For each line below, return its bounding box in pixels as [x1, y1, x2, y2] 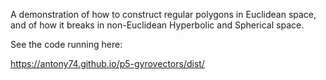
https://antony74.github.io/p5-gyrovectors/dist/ [10, 58, 205, 69]
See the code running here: [10, 39, 123, 50]
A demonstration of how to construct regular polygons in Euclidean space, [10, 9, 317, 20]
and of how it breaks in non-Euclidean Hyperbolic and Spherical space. [10, 19, 305, 31]
